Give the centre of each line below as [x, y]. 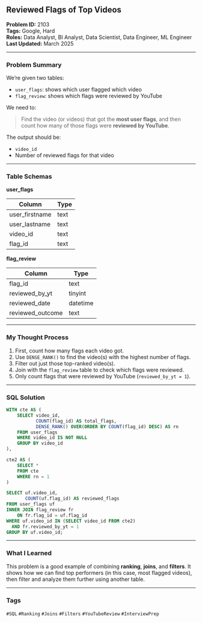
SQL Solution [26, 397]
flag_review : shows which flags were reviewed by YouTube [88, 96]
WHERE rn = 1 [33, 477]
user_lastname [30, 224]
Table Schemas [29, 177]
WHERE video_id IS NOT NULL [52, 438]
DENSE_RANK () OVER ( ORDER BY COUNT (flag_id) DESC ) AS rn [107, 426]
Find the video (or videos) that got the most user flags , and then [101, 119]
